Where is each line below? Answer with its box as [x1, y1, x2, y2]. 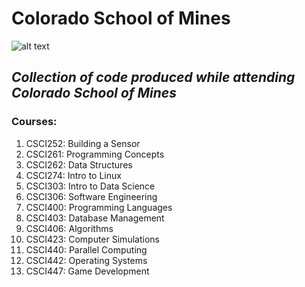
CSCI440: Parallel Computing [25, 243, 148, 256]
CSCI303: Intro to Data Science [25, 180, 156, 192]
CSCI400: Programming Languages [25, 201, 173, 213]
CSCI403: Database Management [25, 212, 165, 224]
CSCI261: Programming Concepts [25, 148, 165, 160]
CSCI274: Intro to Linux [25, 169, 122, 181]
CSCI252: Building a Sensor [25, 137, 141, 149]
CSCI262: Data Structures [25, 158, 133, 171]
